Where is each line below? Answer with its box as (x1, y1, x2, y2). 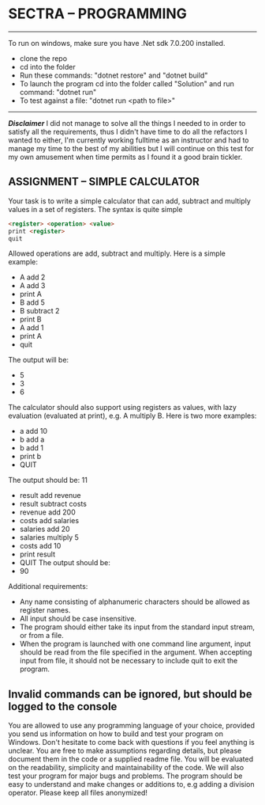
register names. (19, 606, 71, 615)
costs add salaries (19, 516, 80, 526)
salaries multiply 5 (19, 533, 79, 542)
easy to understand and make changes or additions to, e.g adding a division (8, 780, 255, 789)
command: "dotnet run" (19, 87, 97, 97)
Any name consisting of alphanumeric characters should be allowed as (19, 597, 250, 606)
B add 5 (19, 298, 46, 307)
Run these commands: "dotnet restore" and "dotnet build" (19, 70, 208, 80)
